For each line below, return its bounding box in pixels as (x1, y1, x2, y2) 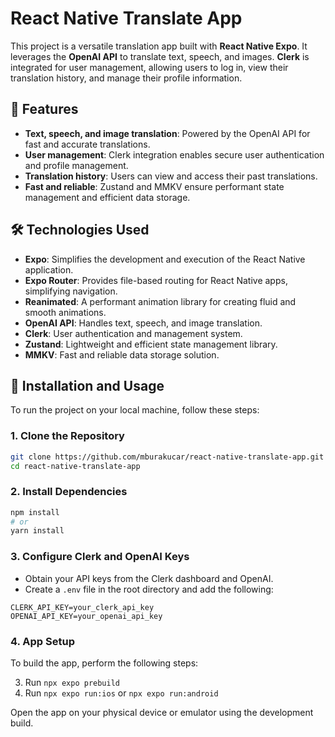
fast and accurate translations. (24, 138, 151, 150)
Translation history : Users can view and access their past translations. (24, 170, 318, 182)
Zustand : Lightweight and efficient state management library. (24, 338, 278, 350)
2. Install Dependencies (10, 485, 128, 499)
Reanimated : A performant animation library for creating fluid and (24, 295, 297, 307)
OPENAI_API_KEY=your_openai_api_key (10, 611, 163, 621)
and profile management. (24, 159, 129, 171)
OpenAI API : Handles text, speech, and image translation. (24, 317, 263, 329)
